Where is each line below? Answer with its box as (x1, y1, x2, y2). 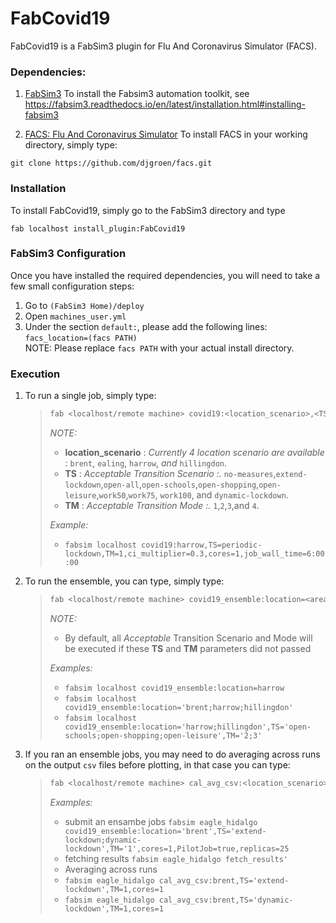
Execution (10, 367, 61, 381)
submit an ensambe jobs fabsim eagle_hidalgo (64, 815, 258, 827)
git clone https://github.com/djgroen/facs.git (10, 158, 213, 169)
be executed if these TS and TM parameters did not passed (64, 642, 312, 654)
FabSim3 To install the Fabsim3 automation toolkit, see (24, 88, 250, 100)
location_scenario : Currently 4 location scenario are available (64, 447, 325, 458)
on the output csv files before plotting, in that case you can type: (24, 758, 291, 771)
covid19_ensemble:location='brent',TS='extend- (64, 826, 267, 836)
